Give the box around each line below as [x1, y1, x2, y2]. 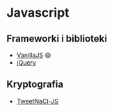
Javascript [6, 5, 70, 21]
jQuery [16, 58, 36, 67]
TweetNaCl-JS [16, 97, 58, 105]
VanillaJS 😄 [16, 51, 51, 59]
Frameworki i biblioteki [6, 33, 107, 45]
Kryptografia [6, 79, 64, 90]
